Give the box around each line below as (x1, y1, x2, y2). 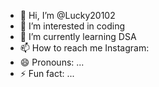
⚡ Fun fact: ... (19, 68, 75, 79)
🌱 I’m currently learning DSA (19, 31, 137, 42)
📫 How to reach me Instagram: (19, 42, 150, 54)
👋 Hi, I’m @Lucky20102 (19, 10, 116, 21)
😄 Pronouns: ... (19, 56, 85, 68)
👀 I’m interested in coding (19, 20, 126, 32)
